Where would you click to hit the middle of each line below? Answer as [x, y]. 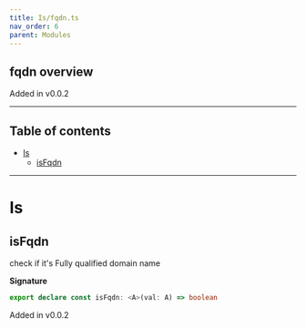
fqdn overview [51, 72]
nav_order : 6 [34, 26]
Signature [29, 281]
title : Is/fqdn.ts [44, 18]
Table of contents [60, 131]
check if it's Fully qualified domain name [85, 263]
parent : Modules [40, 35]
